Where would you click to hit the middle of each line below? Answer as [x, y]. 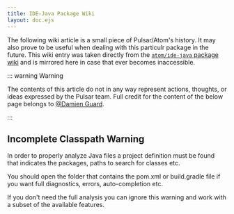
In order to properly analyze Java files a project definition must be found [111, 156]
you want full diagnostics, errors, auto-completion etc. [85, 184]
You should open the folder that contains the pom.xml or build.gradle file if [114, 176]
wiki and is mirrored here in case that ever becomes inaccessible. [101, 62]
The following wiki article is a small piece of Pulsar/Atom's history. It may [111, 40]
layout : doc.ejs [31, 20]
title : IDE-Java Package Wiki [51, 14]
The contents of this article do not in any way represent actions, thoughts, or [117, 89]
